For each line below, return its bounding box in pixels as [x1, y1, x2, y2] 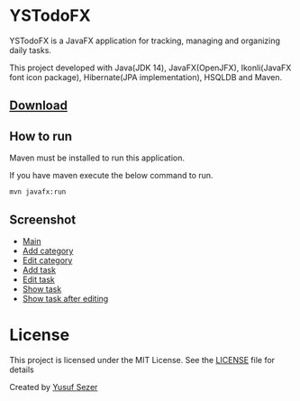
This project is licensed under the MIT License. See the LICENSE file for [9, 354, 276, 365]
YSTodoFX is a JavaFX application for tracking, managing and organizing [9, 35, 281, 46]
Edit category [22, 254, 73, 266]
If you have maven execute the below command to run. [9, 170, 214, 181]
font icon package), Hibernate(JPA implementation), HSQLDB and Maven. [9, 71, 283, 82]
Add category [22, 245, 74, 256]
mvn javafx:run [9, 187, 67, 196]
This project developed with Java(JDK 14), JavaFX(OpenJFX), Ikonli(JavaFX [9, 62, 292, 73]
